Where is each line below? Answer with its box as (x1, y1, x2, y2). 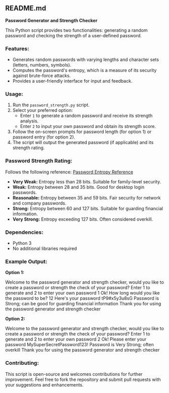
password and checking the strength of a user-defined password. (5, 32, 142, 38)
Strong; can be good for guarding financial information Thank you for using (5, 301, 161, 307)
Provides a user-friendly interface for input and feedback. (12, 78, 133, 84)
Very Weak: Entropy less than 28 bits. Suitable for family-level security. (12, 178, 161, 184)
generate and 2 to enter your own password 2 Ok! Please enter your (5, 336, 147, 342)
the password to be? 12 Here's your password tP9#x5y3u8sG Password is (5, 295, 159, 301)
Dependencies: (5, 229, 44, 236)
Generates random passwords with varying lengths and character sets (12, 56, 159, 62)
